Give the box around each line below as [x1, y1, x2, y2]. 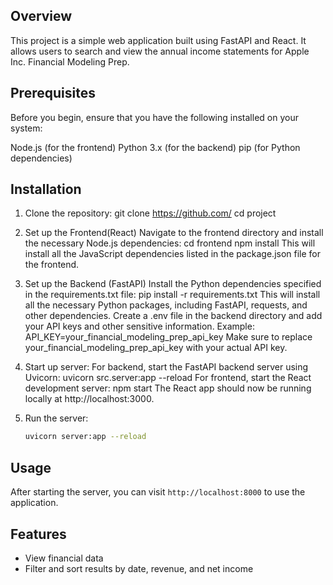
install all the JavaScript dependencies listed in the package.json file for [24, 248, 322, 260]
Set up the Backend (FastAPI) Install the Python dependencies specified [24, 278, 322, 290]
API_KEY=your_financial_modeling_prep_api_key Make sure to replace [24, 331, 313, 343]
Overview [10, 8, 73, 25]
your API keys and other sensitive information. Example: [24, 320, 255, 333]
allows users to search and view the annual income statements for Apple [10, 45, 310, 57]
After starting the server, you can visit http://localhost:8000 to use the [10, 486, 306, 498]
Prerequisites [10, 85, 96, 102]
